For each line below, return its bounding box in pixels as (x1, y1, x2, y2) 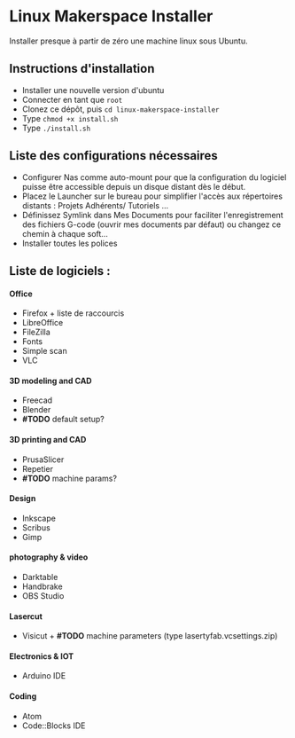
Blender (21, 404, 51, 415)
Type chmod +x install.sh (21, 113, 119, 123)
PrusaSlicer (21, 454, 65, 465)
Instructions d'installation (9, 61, 155, 76)
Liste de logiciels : (9, 263, 111, 279)
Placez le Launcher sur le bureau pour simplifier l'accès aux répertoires (21, 191, 283, 201)
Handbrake (21, 581, 64, 592)
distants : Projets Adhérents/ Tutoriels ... (21, 200, 169, 210)
